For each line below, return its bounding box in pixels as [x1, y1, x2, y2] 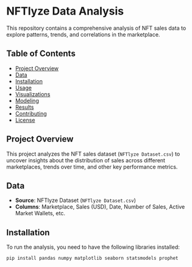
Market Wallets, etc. [15, 210, 66, 217]
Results [15, 103, 34, 111]
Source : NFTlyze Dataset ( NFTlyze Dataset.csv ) [15, 196, 136, 204]
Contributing [15, 109, 47, 117]
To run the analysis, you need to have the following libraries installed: [6, 243, 180, 251]
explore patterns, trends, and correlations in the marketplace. [6, 30, 160, 38]
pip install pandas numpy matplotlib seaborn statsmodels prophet [6, 255, 179, 262]
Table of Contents [6, 49, 76, 59]
